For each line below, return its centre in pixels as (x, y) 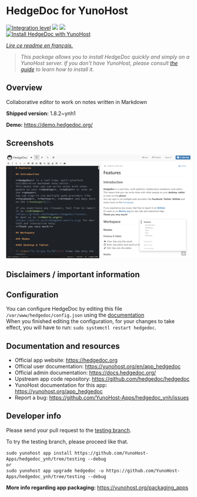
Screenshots (30, 143)
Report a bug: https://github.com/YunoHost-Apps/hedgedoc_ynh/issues (102, 398)
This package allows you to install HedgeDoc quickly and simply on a (105, 56)
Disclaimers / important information (73, 275)
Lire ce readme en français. (40, 45)
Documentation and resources (63, 346)
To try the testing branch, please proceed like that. (67, 441)
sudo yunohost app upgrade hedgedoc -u (55, 471)
